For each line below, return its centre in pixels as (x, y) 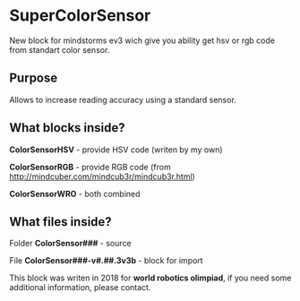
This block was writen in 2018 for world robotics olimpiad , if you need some (150, 278)
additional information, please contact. (80, 288)
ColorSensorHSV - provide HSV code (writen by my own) (116, 150)
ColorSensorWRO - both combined (75, 193)
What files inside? (60, 222)
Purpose (34, 78)
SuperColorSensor (80, 16)
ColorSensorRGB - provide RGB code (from (90, 167)
